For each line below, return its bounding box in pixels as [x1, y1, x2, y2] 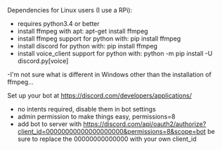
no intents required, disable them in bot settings [17, 105, 156, 113]
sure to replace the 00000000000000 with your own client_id [17, 135, 197, 143]
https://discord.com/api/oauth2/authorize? [83, 120, 207, 128]
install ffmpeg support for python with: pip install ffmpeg [17, 34, 181, 43]
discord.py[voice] [17, 57, 69, 65]
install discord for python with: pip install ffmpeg [17, 42, 158, 50]
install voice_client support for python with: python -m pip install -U [17, 49, 213, 57]
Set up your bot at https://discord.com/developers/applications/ [7, 91, 192, 100]
